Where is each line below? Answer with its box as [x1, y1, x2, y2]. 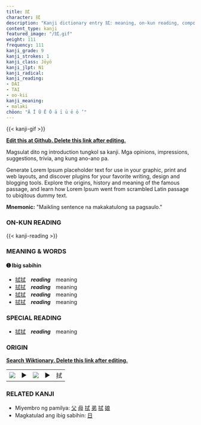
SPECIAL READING [6, 314, 62, 322]
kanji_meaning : [6, 98, 44, 104]
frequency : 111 [6, 42, 44, 48]
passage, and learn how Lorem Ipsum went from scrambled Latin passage [6, 186, 189, 193]
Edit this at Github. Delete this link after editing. [6, 137, 126, 144]
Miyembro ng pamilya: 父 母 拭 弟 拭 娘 [14, 404, 111, 411]
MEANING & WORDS [6, 247, 67, 255]
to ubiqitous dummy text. [6, 192, 68, 199]
